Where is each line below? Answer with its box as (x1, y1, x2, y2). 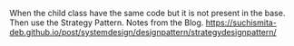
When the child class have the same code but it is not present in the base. (9, 8, 286, 18)
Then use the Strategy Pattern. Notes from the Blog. (9, 17, 204, 28)
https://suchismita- (205, 17, 277, 28)
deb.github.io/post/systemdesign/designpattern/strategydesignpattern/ (9, 27, 277, 37)
